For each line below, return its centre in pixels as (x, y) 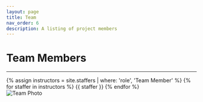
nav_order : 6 (23, 23)
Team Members (46, 58)
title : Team (21, 17)
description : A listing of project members (62, 28)
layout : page (23, 12)
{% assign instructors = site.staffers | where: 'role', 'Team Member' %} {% (99, 80)
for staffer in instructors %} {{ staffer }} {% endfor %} (73, 87)
